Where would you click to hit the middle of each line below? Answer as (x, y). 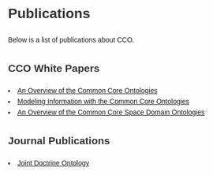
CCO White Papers (54, 68)
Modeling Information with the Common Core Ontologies (104, 101)
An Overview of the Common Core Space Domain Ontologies (111, 112)
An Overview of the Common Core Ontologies (88, 90)
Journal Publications (59, 141)
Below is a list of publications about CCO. (71, 39)
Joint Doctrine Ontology (54, 163)
